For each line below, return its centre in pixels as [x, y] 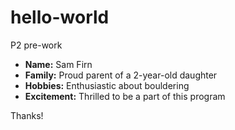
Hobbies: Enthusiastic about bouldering [107, 85]
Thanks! [27, 115]
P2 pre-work [36, 45]
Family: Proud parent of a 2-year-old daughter [121, 75]
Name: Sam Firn [58, 64]
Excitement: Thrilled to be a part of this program [125, 96]
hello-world [60, 17]
